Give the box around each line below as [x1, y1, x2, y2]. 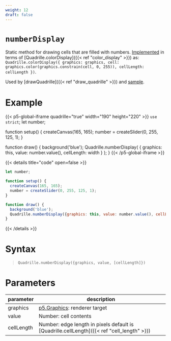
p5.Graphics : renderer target [39, 304, 107, 311]
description [87, 296, 116, 303]
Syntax [5, 243, 36, 255]
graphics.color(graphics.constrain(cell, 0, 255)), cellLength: [5, 64, 145, 69]
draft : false [5, 12, 33, 17]
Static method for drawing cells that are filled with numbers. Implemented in [5, 49, 164, 55]
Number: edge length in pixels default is [39, 321, 134, 328]
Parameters [5, 277, 56, 289]
